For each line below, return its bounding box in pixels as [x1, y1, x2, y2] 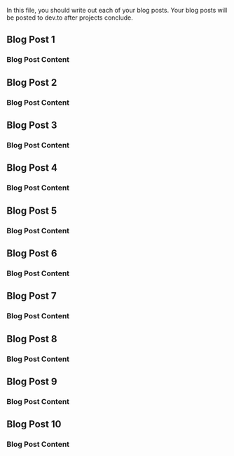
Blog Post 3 [6, 119, 57, 131]
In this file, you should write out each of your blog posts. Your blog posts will [6, 6, 228, 14]
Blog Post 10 [6, 418, 62, 431]
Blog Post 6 [6, 247, 57, 259]
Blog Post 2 [6, 77, 57, 89]
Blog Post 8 [6, 333, 57, 345]
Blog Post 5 [6, 204, 57, 216]
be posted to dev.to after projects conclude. [6, 13, 134, 22]
